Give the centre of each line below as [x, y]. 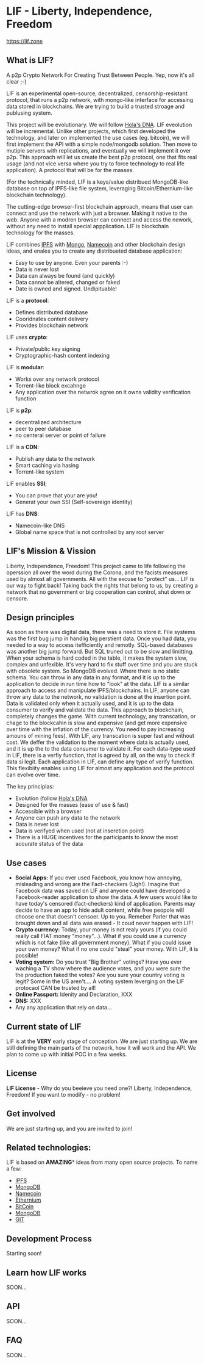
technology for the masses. [40, 233]
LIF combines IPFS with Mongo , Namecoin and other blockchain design [96, 244]
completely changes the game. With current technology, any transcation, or [101, 716]
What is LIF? [30, 60]
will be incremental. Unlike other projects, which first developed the [91, 131]
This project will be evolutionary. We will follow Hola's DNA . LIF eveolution [99, 124]
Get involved [31, 1114]
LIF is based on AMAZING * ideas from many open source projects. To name [102, 1162]
